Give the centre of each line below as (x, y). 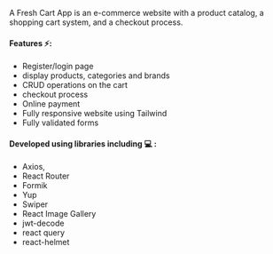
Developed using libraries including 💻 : (83, 143)
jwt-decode (43, 223)
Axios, (34, 167)
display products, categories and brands (96, 75)
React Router (46, 176)
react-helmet (46, 242)
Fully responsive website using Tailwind (94, 114)
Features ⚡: (31, 43)
